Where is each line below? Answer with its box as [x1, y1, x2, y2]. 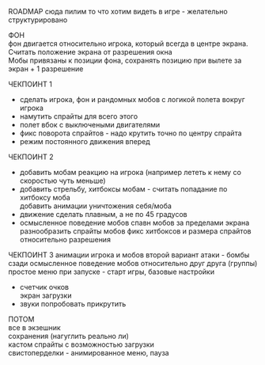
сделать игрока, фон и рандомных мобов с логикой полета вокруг [19, 95, 245, 104]
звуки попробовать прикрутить [19, 299, 127, 308]
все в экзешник [8, 323, 61, 332]
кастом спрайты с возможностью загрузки [8, 340, 154, 349]
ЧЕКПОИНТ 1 [8, 79, 53, 89]
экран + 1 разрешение [8, 64, 84, 74]
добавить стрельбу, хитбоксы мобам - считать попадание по [19, 184, 228, 193]
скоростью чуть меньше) [19, 176, 106, 185]
